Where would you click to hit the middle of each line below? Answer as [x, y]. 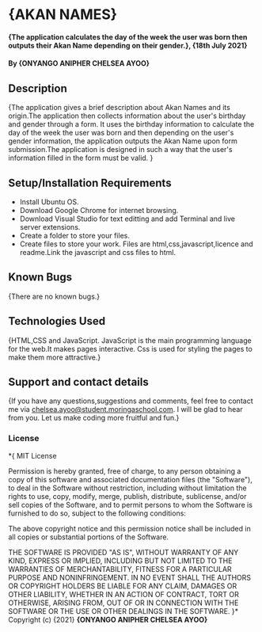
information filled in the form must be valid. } [81, 158]
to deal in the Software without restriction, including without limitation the [127, 488]
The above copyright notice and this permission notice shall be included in [129, 528]
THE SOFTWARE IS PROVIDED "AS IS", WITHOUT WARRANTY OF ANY [123, 552]
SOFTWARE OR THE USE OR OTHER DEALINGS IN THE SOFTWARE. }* [123, 611]
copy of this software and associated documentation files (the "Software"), [131, 479]
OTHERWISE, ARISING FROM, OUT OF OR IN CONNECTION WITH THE [123, 603]
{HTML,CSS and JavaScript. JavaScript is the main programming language [130, 340]
